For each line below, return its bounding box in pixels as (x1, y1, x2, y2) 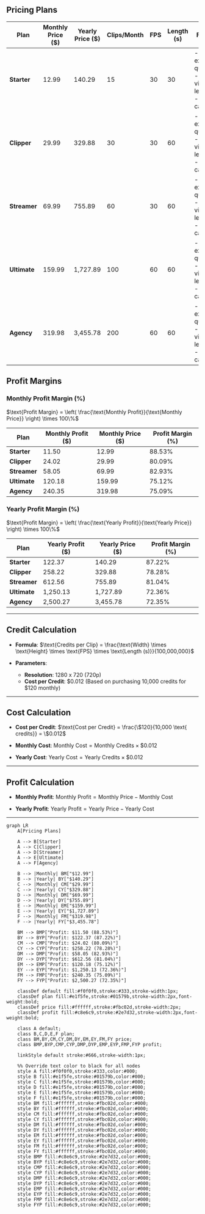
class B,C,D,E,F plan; (17, 1031, 75, 1037)
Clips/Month (106, 31, 144, 39)
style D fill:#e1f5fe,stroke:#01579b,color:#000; (17, 1085, 146, 1091)
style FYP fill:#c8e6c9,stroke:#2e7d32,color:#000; (17, 1202, 151, 1208)
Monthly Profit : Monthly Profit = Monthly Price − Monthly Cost (15, 793, 173, 801)
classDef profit (17, 1010, 59, 1016)
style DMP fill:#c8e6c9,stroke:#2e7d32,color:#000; (17, 1175, 151, 1182)
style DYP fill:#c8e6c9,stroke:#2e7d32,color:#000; (17, 1180, 151, 1187)
